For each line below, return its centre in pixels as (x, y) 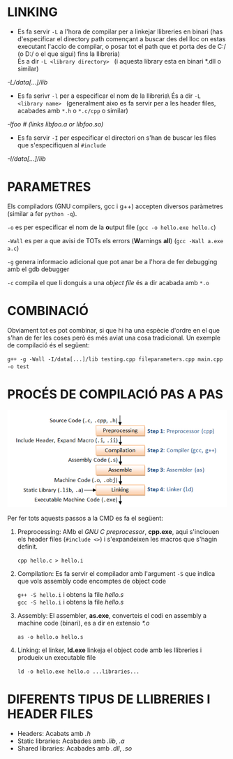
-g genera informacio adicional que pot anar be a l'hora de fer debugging (112, 261)
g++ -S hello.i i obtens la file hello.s (70, 594)
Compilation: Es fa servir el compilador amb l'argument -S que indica (116, 573)
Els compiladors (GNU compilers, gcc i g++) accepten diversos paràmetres (115, 206)
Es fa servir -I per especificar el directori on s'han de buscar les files (116, 138)
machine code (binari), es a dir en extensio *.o (83, 623)
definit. (28, 547)
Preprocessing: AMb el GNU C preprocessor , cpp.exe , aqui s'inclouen (118, 531)
